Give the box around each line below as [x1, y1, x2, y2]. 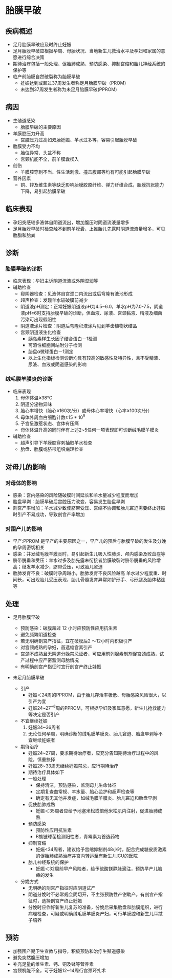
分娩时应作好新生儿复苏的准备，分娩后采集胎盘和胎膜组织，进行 [28, 904, 163, 910]
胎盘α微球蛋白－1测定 [28, 348, 74, 355]
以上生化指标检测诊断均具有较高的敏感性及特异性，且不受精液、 [28, 355, 163, 361]
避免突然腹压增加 [12, 954, 49, 961]
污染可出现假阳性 [20, 317, 57, 323]
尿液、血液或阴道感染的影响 [28, 361, 87, 367]
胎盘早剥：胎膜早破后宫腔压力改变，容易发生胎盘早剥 [12, 498, 125, 504]
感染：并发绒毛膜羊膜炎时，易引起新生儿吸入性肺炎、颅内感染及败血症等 [12, 551, 165, 557]
